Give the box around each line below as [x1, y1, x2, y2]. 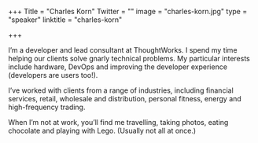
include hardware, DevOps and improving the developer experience [8, 62, 228, 71]
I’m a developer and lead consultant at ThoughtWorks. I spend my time [8, 46, 238, 54]
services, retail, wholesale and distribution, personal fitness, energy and [8, 94, 241, 103]
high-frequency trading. [8, 102, 86, 112]
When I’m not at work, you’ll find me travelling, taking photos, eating [8, 118, 229, 126]
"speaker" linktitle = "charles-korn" [8, 15, 123, 24]
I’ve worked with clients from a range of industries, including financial [8, 86, 234, 95]
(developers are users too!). [8, 71, 98, 79]
